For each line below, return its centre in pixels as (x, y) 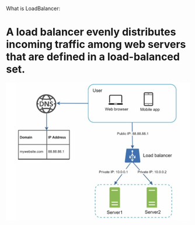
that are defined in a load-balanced (93, 57)
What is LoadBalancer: (33, 8)
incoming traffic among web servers (96, 45)
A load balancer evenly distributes (91, 32)
